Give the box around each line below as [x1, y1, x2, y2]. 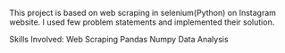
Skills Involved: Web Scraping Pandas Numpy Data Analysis [9, 34, 230, 44]
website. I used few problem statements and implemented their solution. [9, 17, 275, 27]
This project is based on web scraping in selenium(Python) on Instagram [9, 8, 277, 18]
